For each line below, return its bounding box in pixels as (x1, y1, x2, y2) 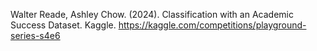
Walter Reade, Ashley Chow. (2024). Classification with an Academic (10, 9, 294, 20)
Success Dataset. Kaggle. (10, 19, 117, 31)
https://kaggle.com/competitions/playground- (118, 19, 307, 31)
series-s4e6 (10, 30, 61, 41)
